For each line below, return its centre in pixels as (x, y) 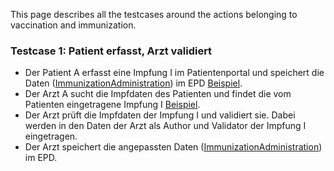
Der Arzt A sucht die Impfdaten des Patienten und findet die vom (158, 94)
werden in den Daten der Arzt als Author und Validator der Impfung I (165, 126)
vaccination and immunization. (73, 25)
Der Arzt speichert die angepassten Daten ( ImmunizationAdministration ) (173, 147)
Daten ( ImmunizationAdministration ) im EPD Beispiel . (133, 83)
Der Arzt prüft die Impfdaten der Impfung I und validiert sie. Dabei (160, 115)
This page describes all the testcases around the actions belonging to (154, 14)
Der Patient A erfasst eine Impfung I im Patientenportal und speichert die (174, 73)
